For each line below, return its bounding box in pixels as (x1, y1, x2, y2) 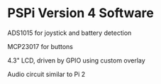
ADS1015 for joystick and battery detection (7, 28, 132, 37)
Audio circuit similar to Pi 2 (7, 70, 86, 78)
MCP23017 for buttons (7, 42, 73, 51)
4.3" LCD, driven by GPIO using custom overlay (7, 56, 145, 65)
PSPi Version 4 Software (7, 5, 154, 21)
